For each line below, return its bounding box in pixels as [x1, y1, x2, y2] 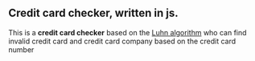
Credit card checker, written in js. [8, 6, 179, 20]
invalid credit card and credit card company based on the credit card [8, 36, 236, 46]
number [8, 44, 35, 55]
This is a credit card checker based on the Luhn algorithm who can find [8, 27, 247, 37]
